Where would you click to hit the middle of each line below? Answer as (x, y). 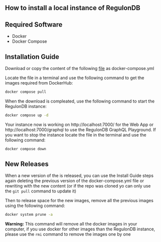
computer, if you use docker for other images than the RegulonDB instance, (80, 229)
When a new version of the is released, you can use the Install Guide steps (79, 176)
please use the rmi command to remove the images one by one (68, 234)
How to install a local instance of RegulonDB (73, 8)
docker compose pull (26, 92)
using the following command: (35, 206)
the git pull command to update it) (41, 191)
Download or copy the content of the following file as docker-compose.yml (80, 69)
